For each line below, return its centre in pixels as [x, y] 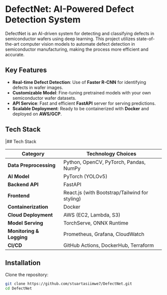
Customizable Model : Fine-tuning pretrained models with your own [82, 92]
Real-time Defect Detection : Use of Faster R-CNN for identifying [79, 82]
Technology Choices [111, 153]
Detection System [43, 20]
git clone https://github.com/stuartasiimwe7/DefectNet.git [69, 284]
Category [33, 153]
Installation [23, 262]
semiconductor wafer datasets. [44, 98]
